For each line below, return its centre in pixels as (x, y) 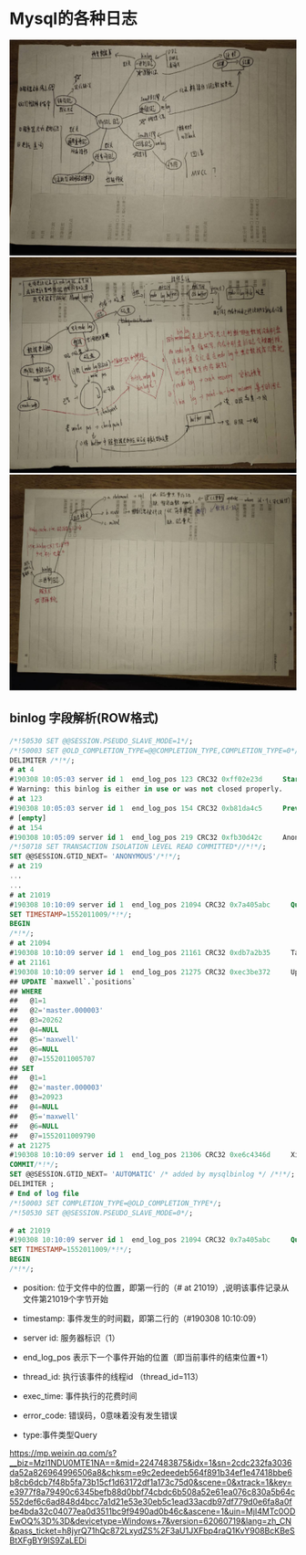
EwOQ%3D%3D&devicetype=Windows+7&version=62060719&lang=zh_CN (151, 1520)
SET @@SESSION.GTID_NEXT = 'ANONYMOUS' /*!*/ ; (95, 856)
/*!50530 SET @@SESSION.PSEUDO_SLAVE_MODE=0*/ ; (102, 1213)
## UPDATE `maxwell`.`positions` (73, 982)
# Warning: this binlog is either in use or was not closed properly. (146, 789)
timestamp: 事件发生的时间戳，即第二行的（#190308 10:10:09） (142, 1318)
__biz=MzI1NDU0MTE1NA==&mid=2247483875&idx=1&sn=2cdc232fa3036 (151, 1463)
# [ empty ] (28, 818)
